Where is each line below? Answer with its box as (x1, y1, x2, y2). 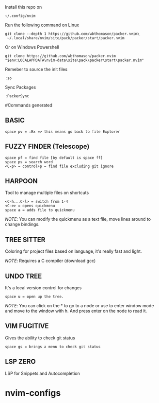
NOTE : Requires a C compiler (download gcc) (5, 258, 96, 264)
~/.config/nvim (5, 14, 36, 18)
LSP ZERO (5, 357, 36, 366)
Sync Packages (5, 85, 36, 90)
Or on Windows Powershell (5, 44, 59, 50)
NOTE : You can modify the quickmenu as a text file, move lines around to (5, 216, 151, 222)
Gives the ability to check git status (5, 335, 75, 341)
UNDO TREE (5, 272, 42, 280)
